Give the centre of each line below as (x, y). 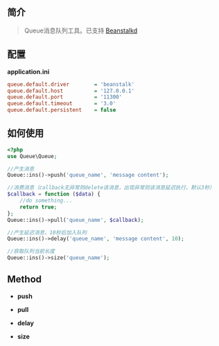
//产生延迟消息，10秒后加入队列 (47, 232)
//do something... (46, 201)
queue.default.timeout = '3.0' (62, 104)
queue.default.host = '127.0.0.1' (71, 91)
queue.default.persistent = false (62, 110)
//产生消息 (21, 168)
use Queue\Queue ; (32, 156)
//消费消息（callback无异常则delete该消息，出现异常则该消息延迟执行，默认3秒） (111, 188)
